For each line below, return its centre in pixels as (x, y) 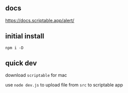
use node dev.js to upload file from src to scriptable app (64, 85)
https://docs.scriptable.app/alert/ (40, 20)
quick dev (21, 63)
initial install (25, 36)
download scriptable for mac (36, 75)
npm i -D (14, 48)
